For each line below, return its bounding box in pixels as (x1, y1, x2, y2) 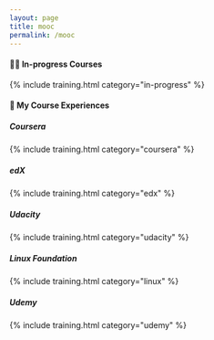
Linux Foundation (9, 252, 77, 263)
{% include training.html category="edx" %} (9, 188, 176, 199)
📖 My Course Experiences (9, 100, 110, 111)
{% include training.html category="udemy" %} (9, 320, 188, 331)
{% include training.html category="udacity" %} (9, 232, 189, 243)
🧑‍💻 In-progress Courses (9, 58, 103, 69)
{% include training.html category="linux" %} (9, 276, 179, 287)
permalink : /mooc (9, 30, 76, 39)
